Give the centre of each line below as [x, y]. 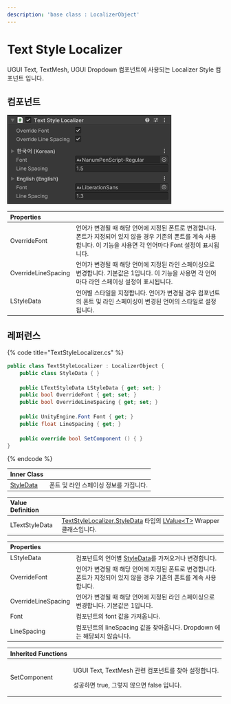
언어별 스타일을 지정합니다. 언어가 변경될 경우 [136, 292]
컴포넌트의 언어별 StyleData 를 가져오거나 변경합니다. [146, 558]
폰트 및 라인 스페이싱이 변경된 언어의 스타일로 [143, 301]
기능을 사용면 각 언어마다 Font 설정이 [152, 245]
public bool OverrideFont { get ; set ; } [78, 395]
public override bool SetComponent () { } [81, 438]
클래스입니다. [79, 529]
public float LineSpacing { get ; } [70, 424]
